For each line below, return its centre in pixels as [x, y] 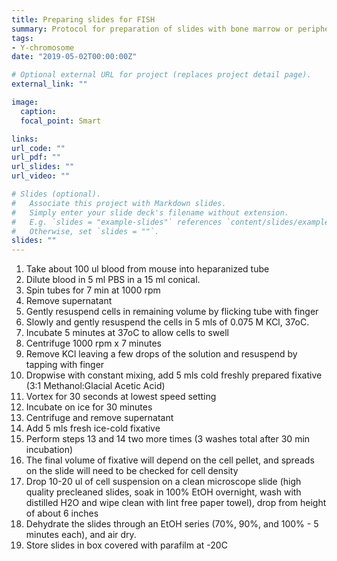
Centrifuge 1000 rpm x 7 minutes [94, 343]
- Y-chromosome [43, 47]
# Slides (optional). [56, 194]
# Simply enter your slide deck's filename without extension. [150, 212]
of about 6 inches [62, 513]
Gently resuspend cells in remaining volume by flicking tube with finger [172, 312]
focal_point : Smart [61, 121]
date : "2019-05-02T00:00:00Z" [74, 57]
